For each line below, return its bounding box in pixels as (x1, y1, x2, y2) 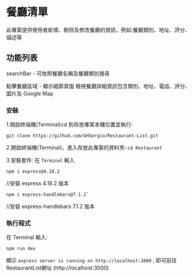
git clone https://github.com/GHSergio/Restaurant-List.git (6, 133, 159, 139)
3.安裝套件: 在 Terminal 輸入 (6, 157, 75, 164)
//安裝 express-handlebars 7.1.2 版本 (6, 203, 95, 210)
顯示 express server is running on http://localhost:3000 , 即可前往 (6, 257, 177, 264)
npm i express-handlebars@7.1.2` (6, 192, 89, 198)
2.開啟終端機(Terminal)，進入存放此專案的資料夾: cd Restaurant (6, 144, 163, 151)
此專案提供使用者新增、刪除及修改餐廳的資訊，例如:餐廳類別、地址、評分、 (6, 26, 191, 33)
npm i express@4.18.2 (6, 169, 60, 175)
